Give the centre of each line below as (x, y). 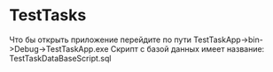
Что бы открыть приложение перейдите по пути (101, 40)
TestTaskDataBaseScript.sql (60, 58)
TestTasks (48, 15)
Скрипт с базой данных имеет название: (187, 48)
